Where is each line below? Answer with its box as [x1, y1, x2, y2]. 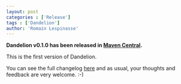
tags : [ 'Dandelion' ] [6, 20, 60, 26]
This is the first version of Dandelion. [6, 53, 97, 60]
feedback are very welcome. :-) [6, 71, 84, 78]
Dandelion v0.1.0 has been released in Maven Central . [6, 42, 143, 49]
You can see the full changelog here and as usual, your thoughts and [6, 65, 176, 72]
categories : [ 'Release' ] [6, 14, 70, 20]
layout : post [6, 8, 39, 15]
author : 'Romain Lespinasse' [6, 25, 79, 32]
